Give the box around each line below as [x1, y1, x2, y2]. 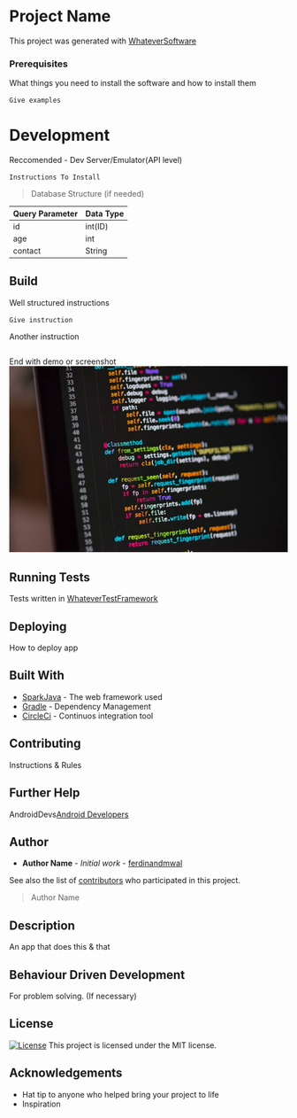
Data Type [85, 208, 125, 219]
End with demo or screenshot [9, 356, 117, 367]
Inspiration [21, 1099, 61, 1109]
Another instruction [9, 330, 80, 342]
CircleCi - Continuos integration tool [21, 710, 154, 721]
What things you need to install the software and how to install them [9, 78, 256, 89]
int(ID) [85, 221, 109, 231]
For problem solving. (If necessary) [9, 990, 137, 1001]
